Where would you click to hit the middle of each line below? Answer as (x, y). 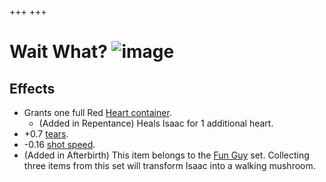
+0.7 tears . (46, 134)
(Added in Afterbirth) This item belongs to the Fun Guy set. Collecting (166, 155)
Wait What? (58, 52)
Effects (32, 88)
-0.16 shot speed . (59, 144)
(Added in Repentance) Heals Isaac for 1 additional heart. (156, 123)
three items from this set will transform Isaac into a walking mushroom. (169, 165)
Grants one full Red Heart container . (97, 112)
